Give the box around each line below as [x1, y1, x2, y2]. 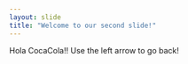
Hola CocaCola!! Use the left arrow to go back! [9, 45, 180, 55]
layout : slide [9, 12, 62, 22]
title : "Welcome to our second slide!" [9, 21, 157, 30]
